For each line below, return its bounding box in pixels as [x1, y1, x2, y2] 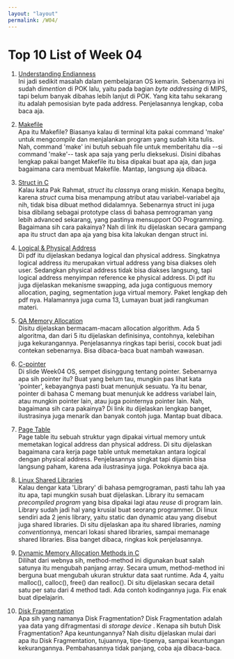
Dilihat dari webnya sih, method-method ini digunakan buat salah [17, 556, 205, 565]
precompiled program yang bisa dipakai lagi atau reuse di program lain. [17, 498, 223, 507]
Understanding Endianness [17, 70, 96, 78]
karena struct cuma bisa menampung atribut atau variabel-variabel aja [17, 193, 220, 202]
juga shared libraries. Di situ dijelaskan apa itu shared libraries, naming [17, 521, 221, 529]
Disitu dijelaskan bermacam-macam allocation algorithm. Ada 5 [17, 324, 201, 332]
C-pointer [17, 360, 46, 369]
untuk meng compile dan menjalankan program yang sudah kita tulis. [17, 135, 214, 144]
